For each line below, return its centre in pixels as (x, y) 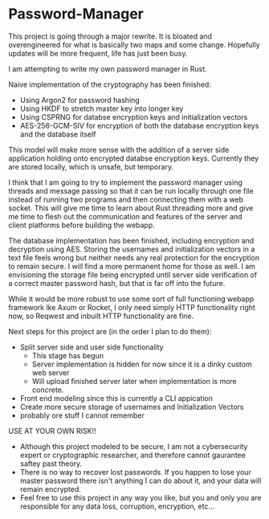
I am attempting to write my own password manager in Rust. (108, 68)
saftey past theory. (51, 464)
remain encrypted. (51, 489)
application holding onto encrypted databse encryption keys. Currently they (134, 158)
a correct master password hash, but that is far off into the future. (117, 283)
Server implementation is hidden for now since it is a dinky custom (142, 364)
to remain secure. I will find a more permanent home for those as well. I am (132, 266)
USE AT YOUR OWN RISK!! (52, 431)
